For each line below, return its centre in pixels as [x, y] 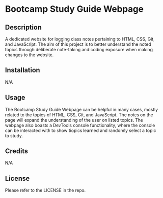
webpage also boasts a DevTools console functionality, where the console [80, 125]
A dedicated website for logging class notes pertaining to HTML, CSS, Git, [80, 39]
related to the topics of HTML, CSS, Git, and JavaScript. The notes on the [79, 115]
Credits [17, 151]
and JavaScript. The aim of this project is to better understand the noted [78, 44]
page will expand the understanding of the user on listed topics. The [74, 120]
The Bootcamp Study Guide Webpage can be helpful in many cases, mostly [81, 109]
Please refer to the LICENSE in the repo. [45, 190]
